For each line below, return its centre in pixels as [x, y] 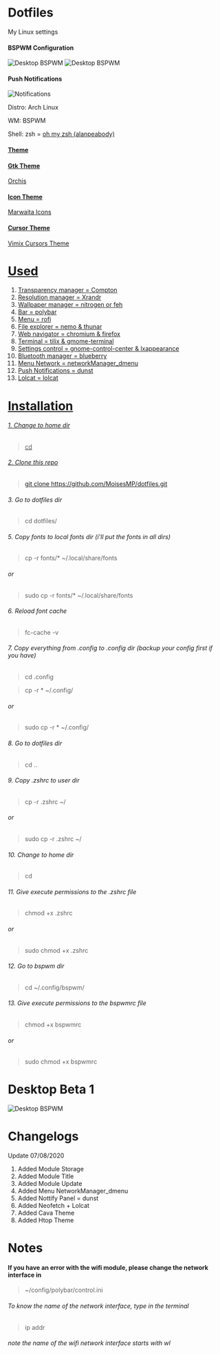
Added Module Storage [51, 1169]
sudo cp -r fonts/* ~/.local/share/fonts [79, 595]
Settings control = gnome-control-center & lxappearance [98, 349]
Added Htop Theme [46, 1220]
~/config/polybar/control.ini [64, 1290]
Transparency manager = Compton [67, 290]
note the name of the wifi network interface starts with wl [89, 1343]
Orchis [17, 181]
